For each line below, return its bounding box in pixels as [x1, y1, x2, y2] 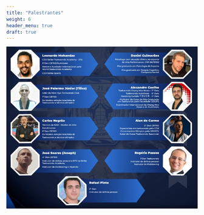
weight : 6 [6, 16, 32, 22]
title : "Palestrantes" [6, 10, 64, 16]
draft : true [6, 29, 36, 35]
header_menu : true [6, 22, 53, 28]
